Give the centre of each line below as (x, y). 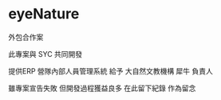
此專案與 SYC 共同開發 (45, 54)
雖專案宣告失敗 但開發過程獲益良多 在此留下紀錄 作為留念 (102, 88)
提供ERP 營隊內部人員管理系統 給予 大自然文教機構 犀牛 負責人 (111, 71)
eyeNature (44, 14)
